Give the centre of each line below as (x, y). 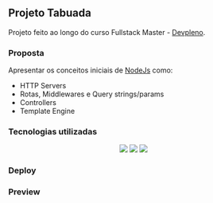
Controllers (38, 103)
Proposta (26, 53)
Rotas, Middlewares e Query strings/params (92, 94)
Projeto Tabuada (50, 13)
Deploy (22, 170)
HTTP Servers (43, 86)
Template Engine (47, 111)
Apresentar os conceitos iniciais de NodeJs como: (91, 70)
